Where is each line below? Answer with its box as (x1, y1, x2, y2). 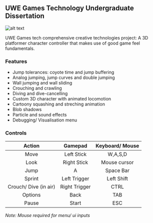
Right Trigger (59, 183, 91, 190)
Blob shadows (12, 106, 42, 112)
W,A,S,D (107, 151, 127, 158)
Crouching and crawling (12, 85, 62, 91)
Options (22, 191, 41, 198)
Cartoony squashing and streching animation (12, 101, 105, 107)
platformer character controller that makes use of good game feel (5, 40, 140, 46)
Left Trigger (61, 175, 89, 182)
